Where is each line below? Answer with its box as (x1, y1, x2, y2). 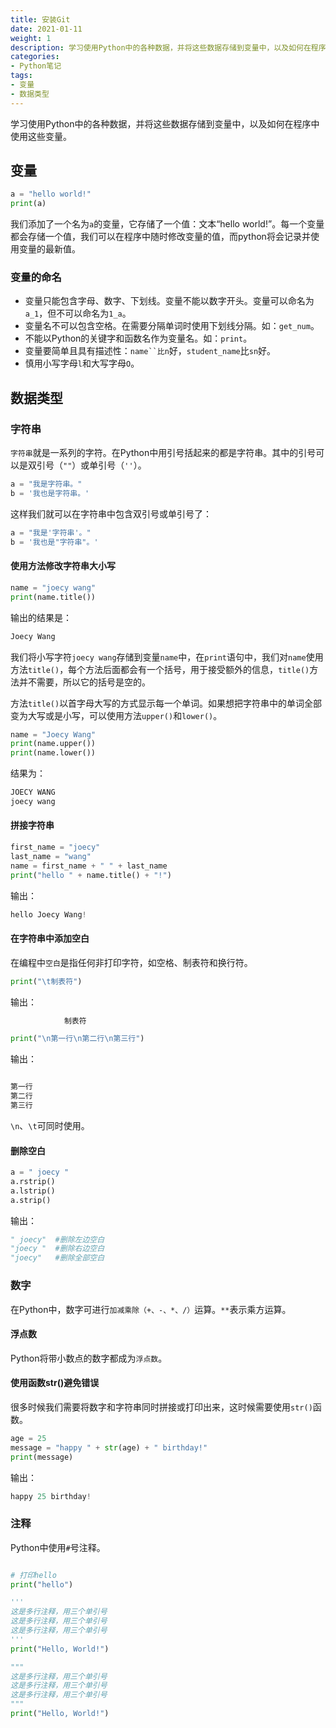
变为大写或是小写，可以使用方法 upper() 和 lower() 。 (10, 709, 223, 721)
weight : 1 (10, 33, 52, 43)
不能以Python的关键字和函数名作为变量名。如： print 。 (24, 332, 253, 345)
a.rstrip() (10, 1176, 56, 1186)
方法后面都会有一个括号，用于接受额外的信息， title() (85, 663, 310, 675)
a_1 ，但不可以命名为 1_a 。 (24, 307, 132, 320)
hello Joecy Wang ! (10, 909, 87, 920)
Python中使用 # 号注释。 (10, 1541, 106, 1553)
